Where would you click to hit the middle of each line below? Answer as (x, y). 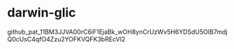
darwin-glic (42, 13)
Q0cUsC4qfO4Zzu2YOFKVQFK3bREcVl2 (66, 39)
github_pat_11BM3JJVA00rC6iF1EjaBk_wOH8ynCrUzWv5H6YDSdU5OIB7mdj (117, 32)
